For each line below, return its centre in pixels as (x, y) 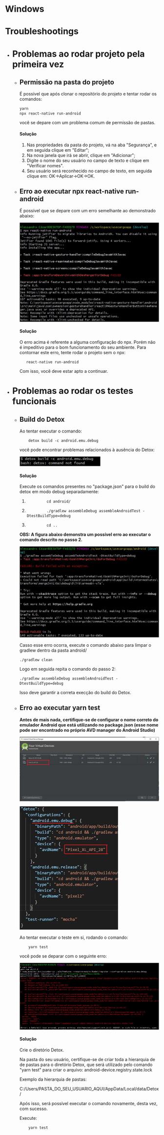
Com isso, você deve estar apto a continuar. (64, 371)
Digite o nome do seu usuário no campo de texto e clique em (88, 160)
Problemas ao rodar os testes (72, 391)
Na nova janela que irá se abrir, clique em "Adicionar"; (81, 155)
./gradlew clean (36, 660)
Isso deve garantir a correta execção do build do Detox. (75, 692)
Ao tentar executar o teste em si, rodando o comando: (74, 937)
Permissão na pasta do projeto (67, 82)
